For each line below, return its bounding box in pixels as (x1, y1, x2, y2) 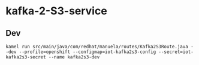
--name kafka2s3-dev (48, 54, 100, 60)
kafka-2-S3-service (5, 4, 107, 18)
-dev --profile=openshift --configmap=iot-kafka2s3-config (5, 49, 156, 55)
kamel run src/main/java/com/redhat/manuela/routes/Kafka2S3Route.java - (5, 44, 194, 49)
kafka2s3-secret (5, 54, 46, 60)
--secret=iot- (158, 49, 194, 55)
